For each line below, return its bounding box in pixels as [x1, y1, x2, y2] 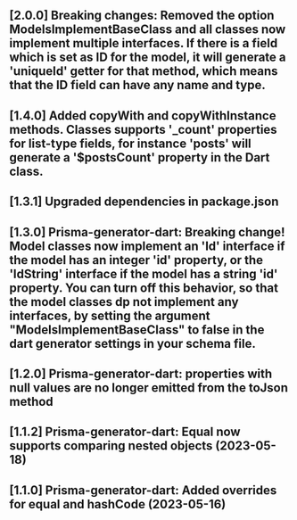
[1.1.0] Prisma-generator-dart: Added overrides [9, 483, 277, 498]
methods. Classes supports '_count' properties [9, 121, 278, 137]
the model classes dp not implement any [9, 294, 239, 310]
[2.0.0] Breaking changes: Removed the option [9, 8, 275, 23]
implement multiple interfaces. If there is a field [9, 36, 278, 51]
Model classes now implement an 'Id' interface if [9, 238, 285, 253]
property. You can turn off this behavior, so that [9, 280, 279, 295]
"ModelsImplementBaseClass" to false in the [9, 322, 265, 337]
